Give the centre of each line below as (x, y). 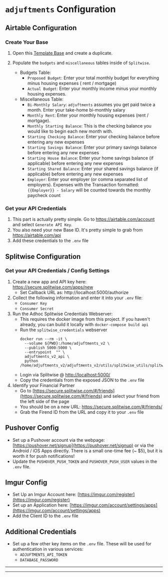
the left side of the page (44, 401)
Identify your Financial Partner (43, 385)
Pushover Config (32, 428)
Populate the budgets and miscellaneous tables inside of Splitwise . (81, 63)
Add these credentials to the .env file (50, 241)
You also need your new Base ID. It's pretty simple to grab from (77, 230)
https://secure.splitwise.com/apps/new (53, 287)
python (31, 361)
